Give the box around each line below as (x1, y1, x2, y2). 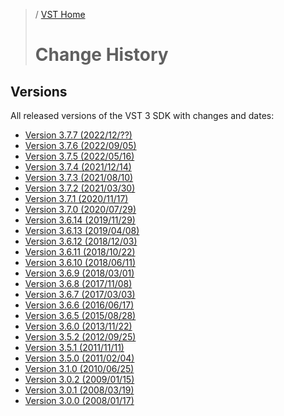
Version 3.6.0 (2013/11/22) (24, 320, 133, 332)
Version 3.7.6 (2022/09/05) (24, 140, 137, 151)
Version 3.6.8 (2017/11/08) (24, 278, 133, 289)
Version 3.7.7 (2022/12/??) (24, 129, 133, 141)
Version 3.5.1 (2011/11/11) (24, 342, 125, 353)
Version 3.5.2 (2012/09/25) (24, 331, 137, 343)
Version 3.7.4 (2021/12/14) (24, 161, 132, 173)
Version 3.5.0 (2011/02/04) (24, 352, 135, 364)
